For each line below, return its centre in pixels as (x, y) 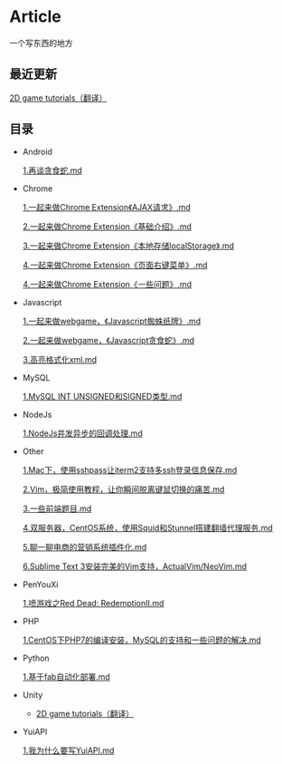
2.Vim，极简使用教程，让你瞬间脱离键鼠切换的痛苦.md (123, 489)
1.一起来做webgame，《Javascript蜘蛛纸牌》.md (112, 321)
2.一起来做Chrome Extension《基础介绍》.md (107, 226)
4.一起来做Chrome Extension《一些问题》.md (107, 284)
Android (37, 151)
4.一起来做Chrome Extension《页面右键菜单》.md (115, 265)
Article (35, 17)
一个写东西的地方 (41, 43)
